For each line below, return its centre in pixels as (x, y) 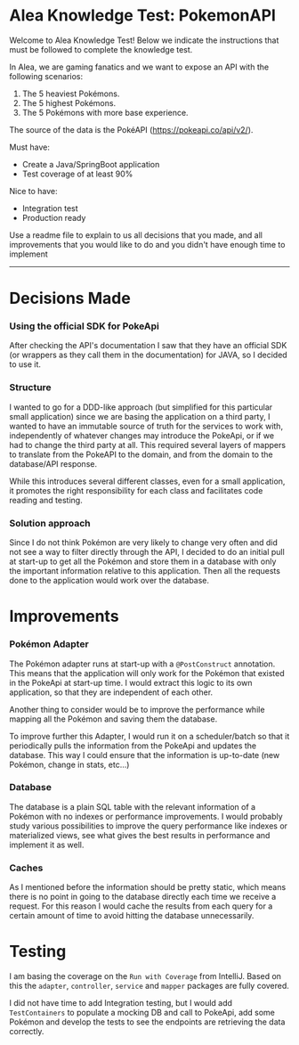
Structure (30, 388)
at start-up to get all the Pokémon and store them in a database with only (143, 561)
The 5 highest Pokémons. (69, 102)
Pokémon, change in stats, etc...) (69, 764)
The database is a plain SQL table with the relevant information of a (133, 806)
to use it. (25, 364)
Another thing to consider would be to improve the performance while (137, 709)
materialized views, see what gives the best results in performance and (140, 835)
